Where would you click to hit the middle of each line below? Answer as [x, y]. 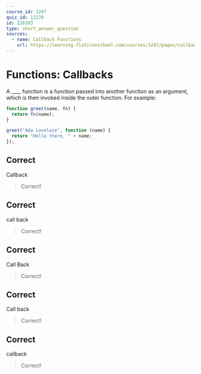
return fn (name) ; [33, 114]
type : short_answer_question [42, 28]
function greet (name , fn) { [41, 108]
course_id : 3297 [26, 12]
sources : [17, 34]
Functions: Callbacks [60, 75]
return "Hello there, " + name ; [52, 136]
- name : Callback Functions [47, 39]
